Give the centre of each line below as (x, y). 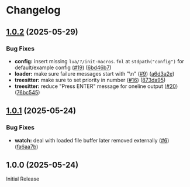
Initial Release (23, 179)
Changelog (33, 10)
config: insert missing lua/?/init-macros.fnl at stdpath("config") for (99, 61)
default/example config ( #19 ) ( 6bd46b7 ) (63, 67)
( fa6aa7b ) (26, 147)
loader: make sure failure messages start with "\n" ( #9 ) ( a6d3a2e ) (94, 73)
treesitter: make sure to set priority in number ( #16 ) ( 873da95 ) (90, 80)
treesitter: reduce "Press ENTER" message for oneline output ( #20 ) (96, 86)
